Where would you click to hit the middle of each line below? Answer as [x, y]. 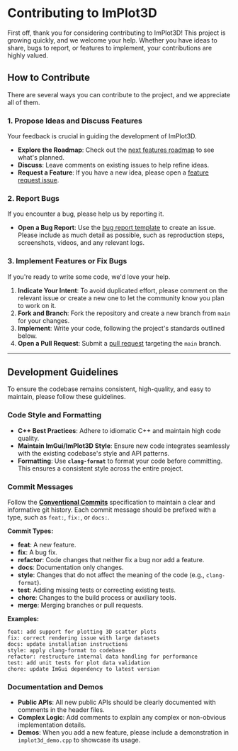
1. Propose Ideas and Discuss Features [75, 121]
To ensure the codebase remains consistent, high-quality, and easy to [109, 389]
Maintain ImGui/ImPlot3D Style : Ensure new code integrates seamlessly [124, 446]
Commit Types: [30, 531]
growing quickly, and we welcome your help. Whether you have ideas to [112, 40]
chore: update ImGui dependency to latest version [84, 669]
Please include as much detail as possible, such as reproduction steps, [121, 235]
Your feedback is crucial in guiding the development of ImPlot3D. [102, 136]
